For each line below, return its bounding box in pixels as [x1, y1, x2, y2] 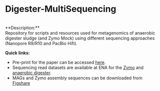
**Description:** [5, 24, 40, 30]
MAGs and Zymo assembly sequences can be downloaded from [12, 75, 143, 81]
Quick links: [5, 50, 31, 56]
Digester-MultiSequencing [5, 3, 117, 15]
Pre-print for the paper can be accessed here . [12, 59, 106, 65]
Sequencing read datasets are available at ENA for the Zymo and [12, 65, 144, 70]
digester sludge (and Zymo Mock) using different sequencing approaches [5, 35, 155, 41]
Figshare [12, 80, 31, 86]
